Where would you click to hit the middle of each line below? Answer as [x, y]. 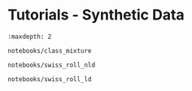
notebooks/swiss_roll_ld [50, 79]
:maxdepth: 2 [30, 37]
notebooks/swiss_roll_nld [51, 65]
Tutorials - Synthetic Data [96, 15]
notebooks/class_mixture [50, 50]
